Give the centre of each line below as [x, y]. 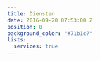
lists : [17, 40]
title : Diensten [31, 14]
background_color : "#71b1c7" [50, 33]
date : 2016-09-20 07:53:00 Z [50, 20]
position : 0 [25, 27]
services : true [36, 46]
